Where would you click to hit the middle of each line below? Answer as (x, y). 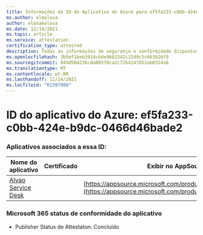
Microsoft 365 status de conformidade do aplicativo (84, 214)
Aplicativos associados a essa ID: (56, 147)
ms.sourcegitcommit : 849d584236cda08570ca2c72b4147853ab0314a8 (88, 62)
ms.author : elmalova (32, 18)
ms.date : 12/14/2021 (32, 29)
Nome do (24, 162)
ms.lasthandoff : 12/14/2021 (42, 79)
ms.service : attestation (37, 40)
